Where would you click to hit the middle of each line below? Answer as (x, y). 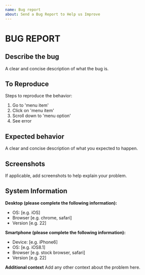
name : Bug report (23, 10)
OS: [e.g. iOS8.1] (29, 247)
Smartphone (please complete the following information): (65, 232)
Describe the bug (32, 57)
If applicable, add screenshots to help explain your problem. (66, 176)
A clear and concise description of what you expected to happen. (72, 149)
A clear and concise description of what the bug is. (57, 68)
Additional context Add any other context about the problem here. (73, 267)
